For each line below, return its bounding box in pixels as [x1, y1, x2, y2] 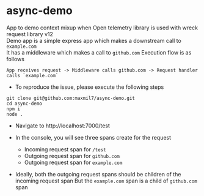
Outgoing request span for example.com [24, 159, 123, 166]
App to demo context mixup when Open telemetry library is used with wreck [6, 24, 199, 31]
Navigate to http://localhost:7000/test [15, 122, 110, 129]
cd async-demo [6, 100, 43, 107]
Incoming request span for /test [24, 145, 106, 153]
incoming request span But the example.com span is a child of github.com [15, 177, 197, 184]
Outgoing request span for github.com [24, 152, 120, 159]
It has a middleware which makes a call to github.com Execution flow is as [6, 48, 192, 56]
